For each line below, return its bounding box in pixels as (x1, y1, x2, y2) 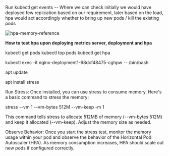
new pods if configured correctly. (5, 145, 75, 151)
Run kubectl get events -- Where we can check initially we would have (5, 5, 152, 10)
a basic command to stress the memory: (5, 94, 89, 100)
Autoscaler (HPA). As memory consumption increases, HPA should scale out (5, 140, 164, 145)
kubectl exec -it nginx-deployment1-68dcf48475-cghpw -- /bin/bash (5, 60, 149, 65)
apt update (5, 69, 28, 75)
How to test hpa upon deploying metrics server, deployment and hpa (5, 40, 152, 46)
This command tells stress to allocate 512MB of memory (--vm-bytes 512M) (5, 114, 162, 120)
